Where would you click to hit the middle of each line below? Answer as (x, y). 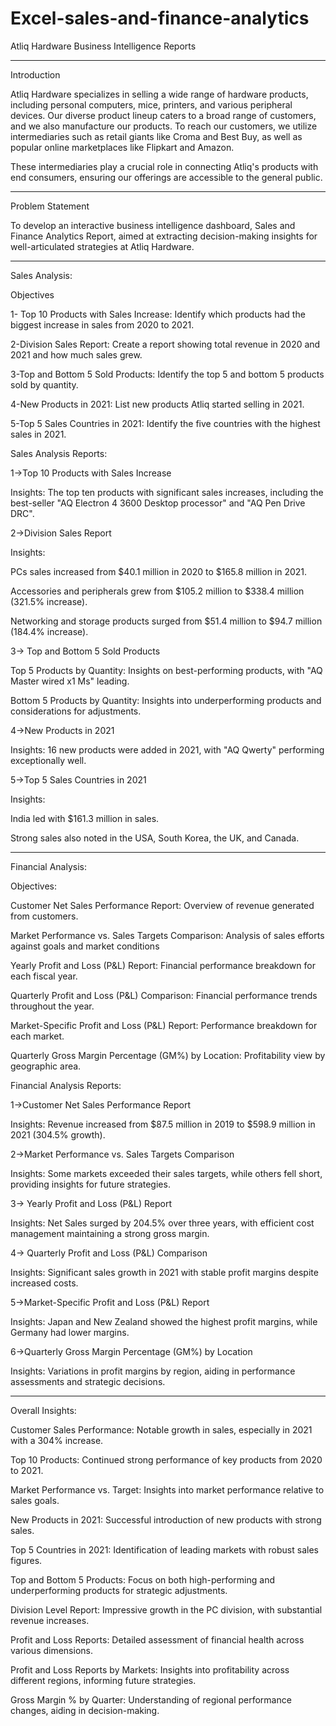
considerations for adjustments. (76, 711)
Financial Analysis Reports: (66, 1085)
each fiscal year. (44, 976)
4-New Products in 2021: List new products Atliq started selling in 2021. (157, 404)
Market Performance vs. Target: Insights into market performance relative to (167, 1489)
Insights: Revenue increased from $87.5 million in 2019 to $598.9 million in (163, 1124)
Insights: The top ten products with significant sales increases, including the (167, 492)
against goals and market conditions (85, 946)
